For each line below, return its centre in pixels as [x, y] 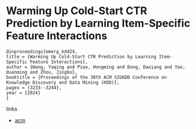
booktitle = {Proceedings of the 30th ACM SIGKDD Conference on [87, 77]
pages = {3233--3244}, [34, 87]
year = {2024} [24, 92]
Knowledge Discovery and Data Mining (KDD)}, [63, 82]
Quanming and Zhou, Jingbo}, [42, 72]
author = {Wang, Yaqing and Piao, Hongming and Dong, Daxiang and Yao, [96, 67]
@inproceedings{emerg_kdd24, [42, 51]
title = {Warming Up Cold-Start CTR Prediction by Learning [82, 57]
